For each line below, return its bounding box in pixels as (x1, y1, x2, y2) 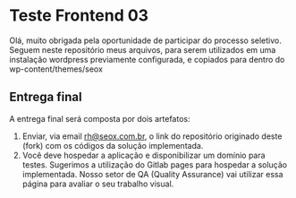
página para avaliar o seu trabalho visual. (21, 178, 174, 189)
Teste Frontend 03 (9, 5, 149, 26)
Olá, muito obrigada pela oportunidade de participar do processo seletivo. (9, 35, 282, 46)
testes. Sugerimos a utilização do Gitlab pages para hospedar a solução (21, 159, 288, 170)
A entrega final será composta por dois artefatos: (9, 113, 190, 124)
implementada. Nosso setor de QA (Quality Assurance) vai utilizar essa (21, 168, 283, 179)
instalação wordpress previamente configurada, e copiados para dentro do (9, 54, 285, 65)
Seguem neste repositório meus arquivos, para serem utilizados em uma (9, 44, 276, 55)
